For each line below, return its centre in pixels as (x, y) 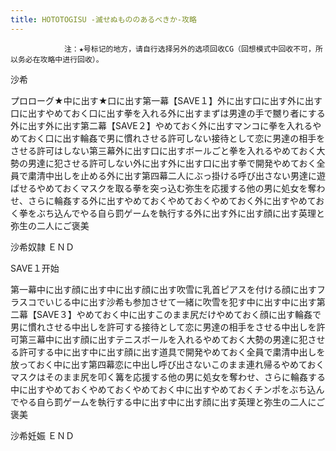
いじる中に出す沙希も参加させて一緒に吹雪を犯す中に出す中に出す (180, 302)
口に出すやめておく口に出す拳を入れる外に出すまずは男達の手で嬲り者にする (168, 113)
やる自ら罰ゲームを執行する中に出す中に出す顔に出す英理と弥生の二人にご (172, 402)
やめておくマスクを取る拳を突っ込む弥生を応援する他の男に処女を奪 (176, 188)
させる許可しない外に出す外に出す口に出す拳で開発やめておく (189, 163)
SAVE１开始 (35, 268)
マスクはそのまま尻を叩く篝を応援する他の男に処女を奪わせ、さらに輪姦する (168, 377)
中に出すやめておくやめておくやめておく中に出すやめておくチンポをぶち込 (163, 389)
